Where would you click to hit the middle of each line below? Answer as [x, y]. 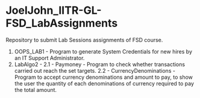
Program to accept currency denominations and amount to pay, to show [104, 77]
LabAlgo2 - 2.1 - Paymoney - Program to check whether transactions [99, 64]
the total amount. [36, 90]
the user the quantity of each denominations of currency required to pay [104, 83]
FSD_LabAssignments [62, 23]
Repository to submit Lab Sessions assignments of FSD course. [84, 40]
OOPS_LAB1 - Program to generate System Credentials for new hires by [103, 51]
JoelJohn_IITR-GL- [54, 11]
